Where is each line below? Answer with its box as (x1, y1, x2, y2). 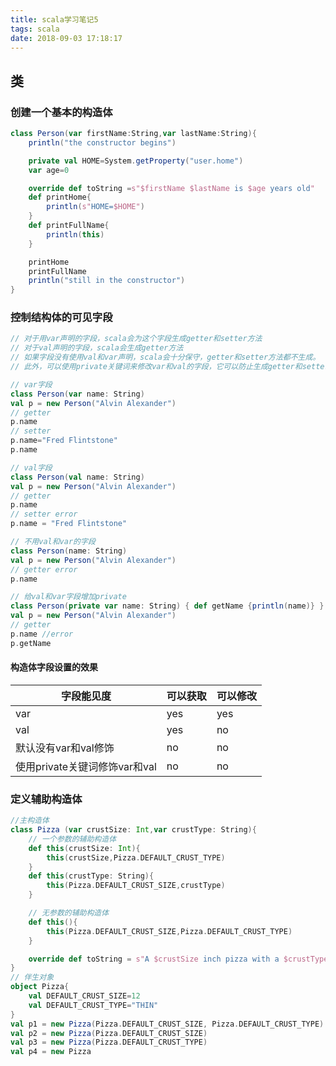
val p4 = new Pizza (10, 1047, 92, 1057)
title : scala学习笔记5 (10, 14, 99, 25)
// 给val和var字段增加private (10, 592, 127, 602)
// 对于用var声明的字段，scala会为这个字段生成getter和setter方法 (10, 334, 263, 344)
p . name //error (10, 629, 74, 639)
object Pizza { (10, 982, 70, 992)
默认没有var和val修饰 (15, 741, 115, 755)
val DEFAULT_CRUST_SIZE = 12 (28, 991, 141, 1001)
